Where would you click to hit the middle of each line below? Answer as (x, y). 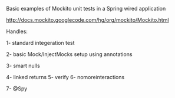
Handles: (17, 31)
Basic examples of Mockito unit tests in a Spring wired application (86, 9)
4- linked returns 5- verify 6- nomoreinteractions (65, 77)
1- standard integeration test (40, 43)
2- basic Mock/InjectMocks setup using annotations (69, 54)
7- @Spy (17, 89)
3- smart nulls (23, 66)
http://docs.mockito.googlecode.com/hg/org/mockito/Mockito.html (87, 20)
